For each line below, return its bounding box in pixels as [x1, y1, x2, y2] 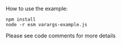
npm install [5, 17, 36, 23]
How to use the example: [5, 5, 68, 12]
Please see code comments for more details [5, 32, 116, 39]
